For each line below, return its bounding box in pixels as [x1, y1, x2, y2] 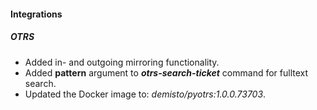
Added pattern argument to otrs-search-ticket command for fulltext [24, 66, 309, 79]
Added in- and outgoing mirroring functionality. [24, 56, 220, 68]
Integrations [10, 8, 63, 20]
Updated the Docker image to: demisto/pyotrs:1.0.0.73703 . [24, 88, 267, 100]
